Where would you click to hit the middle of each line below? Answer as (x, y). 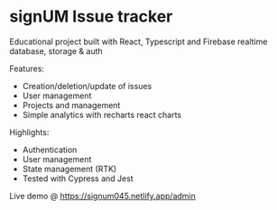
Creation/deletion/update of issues (87, 86)
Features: (27, 68)
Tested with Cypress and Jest (78, 178)
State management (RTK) (69, 169)
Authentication (50, 150)
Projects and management (71, 105)
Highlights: (29, 132)
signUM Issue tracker (91, 17)
